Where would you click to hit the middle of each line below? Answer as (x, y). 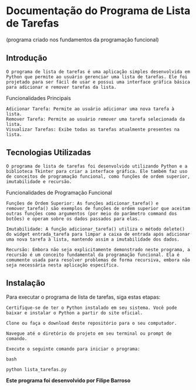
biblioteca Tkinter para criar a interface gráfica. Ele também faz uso (97, 171)
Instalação (26, 283)
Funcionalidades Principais (39, 98)
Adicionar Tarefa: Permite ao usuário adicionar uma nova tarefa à (90, 109)
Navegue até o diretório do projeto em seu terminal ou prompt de (89, 334)
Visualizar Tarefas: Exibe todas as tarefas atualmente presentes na (93, 129)
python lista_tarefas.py (36, 370)
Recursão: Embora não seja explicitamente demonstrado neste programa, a (98, 249)
